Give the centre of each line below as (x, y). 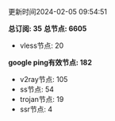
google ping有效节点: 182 (50, 62)
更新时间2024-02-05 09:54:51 (57, 12)
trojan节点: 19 (42, 99)
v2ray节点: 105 (44, 79)
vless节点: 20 (42, 45)
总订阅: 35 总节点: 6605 (48, 29)
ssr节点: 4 (36, 109)
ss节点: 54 (36, 89)
